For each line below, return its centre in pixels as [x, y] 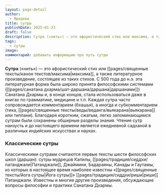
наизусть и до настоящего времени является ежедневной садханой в [78, 126]
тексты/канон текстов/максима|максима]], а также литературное [74, 74]
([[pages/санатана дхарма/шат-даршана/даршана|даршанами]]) [72, 89]
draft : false [18, 32]
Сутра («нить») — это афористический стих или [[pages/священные [77, 69]
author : [13, 14]
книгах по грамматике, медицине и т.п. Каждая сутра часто [68, 100]
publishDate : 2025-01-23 [30, 28]
